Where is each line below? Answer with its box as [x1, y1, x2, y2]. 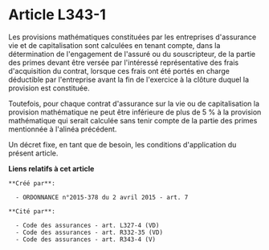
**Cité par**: [8, 207, 56, 216]
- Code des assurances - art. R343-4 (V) [15, 235, 157, 244]
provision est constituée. [8, 83, 90, 93]
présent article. [8, 148, 59, 158]
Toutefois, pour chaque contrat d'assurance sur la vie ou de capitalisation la [8, 99, 259, 108]
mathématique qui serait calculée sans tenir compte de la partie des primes [8, 115, 258, 125]
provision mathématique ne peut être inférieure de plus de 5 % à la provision [8, 107, 262, 117]
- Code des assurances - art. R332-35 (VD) [15, 228, 163, 236]
